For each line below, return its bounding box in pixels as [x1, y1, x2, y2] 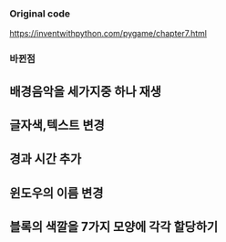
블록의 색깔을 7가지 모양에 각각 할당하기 [9, 219, 219, 235]
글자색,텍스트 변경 [9, 118, 105, 132]
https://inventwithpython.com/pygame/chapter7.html [9, 28, 208, 39]
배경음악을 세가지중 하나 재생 [9, 83, 162, 99]
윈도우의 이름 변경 [9, 185, 104, 201]
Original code [9, 7, 71, 20]
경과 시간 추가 [9, 152, 82, 167]
